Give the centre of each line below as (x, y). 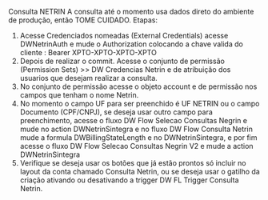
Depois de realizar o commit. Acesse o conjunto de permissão (122, 61)
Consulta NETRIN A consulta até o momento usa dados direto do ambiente (131, 12)
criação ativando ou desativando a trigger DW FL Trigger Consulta (129, 180)
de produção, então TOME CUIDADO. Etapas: (83, 20)
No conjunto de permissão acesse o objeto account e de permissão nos (138, 86)
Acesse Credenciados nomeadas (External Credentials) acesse (124, 36)
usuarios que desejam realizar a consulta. (88, 78)
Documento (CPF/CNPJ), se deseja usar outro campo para (116, 112)
